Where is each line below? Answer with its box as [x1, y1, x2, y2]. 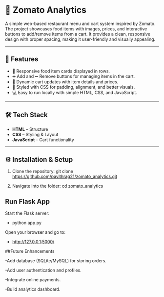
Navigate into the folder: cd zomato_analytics [12, 183, 103, 189]
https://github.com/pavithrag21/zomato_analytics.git [12, 173, 117, 179]
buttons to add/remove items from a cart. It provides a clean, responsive [5, 31, 150, 37]
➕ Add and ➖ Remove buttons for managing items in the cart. [12, 73, 135, 79]
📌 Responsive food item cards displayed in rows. [12, 68, 110, 74]
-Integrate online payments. [5, 277, 61, 283]
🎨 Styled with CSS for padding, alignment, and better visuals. [12, 84, 135, 90]
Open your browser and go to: [5, 229, 66, 235]
